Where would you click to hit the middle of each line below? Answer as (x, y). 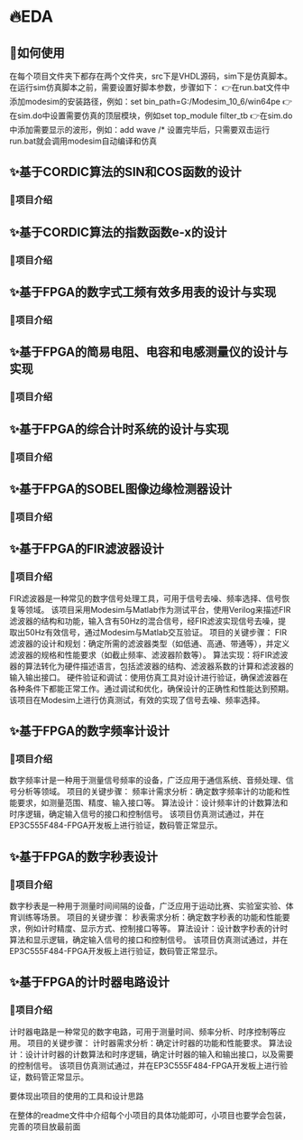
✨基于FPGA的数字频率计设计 (89, 731)
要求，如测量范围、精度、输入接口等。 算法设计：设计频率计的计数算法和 (152, 803)
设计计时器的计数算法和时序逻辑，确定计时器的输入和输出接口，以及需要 (159, 1054)
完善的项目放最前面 (45, 1126)
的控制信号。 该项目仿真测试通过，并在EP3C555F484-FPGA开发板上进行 (145, 1065)
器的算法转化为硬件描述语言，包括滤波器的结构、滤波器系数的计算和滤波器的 (151, 666)
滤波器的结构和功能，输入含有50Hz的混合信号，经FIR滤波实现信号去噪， (144, 621)
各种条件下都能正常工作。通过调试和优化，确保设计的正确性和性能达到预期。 (151, 689)
